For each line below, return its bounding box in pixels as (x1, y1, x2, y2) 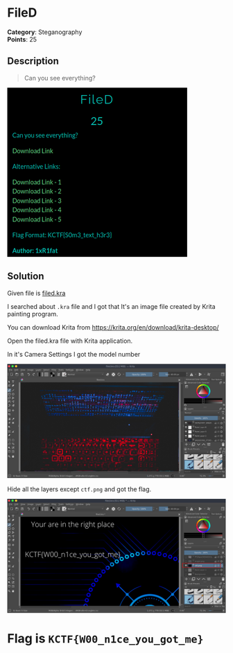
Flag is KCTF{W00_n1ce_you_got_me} (7, 630, 204, 646)
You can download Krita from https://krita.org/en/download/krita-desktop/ (7, 323, 220, 331)
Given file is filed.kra (7, 289, 66, 297)
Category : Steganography (7, 28, 83, 36)
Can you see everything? (24, 74, 96, 82)
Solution (7, 271, 44, 282)
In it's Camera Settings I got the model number (7, 350, 141, 358)
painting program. (7, 309, 59, 318)
